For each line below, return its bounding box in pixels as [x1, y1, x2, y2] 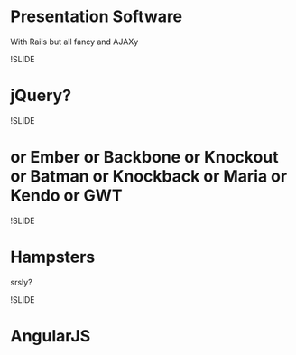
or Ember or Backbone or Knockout [10, 147, 279, 168]
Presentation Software [10, 6, 183, 27]
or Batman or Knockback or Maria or [10, 166, 288, 187]
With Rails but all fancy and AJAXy [10, 36, 139, 47]
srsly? [10, 276, 32, 287]
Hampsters [10, 247, 96, 267]
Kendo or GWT [10, 185, 123, 206]
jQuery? [10, 86, 71, 106]
